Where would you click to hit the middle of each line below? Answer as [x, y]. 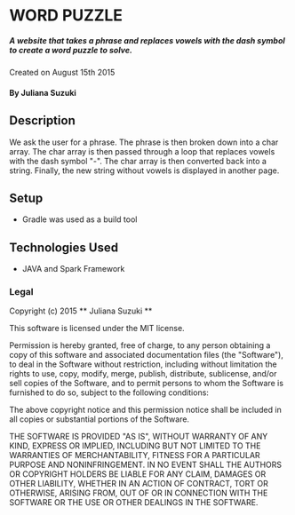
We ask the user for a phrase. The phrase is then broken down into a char [144, 142]
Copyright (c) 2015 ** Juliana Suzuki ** [81, 311]
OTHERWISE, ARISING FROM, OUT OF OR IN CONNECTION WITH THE [139, 493]
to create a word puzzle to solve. [71, 50]
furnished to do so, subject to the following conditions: [109, 392]
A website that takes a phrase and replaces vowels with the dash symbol [147, 40]
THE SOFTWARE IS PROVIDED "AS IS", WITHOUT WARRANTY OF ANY [139, 437]
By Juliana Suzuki [43, 92]
